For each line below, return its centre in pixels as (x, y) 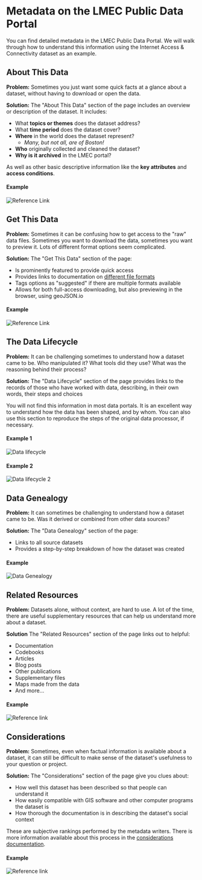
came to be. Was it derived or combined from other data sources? (88, 519)
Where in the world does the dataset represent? (74, 136)
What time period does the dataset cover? (68, 129)
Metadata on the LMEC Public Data (95, 11)
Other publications (38, 671)
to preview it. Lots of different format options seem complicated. (86, 247)
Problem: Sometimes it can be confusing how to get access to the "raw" (96, 234)
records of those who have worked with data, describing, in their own (93, 387)
